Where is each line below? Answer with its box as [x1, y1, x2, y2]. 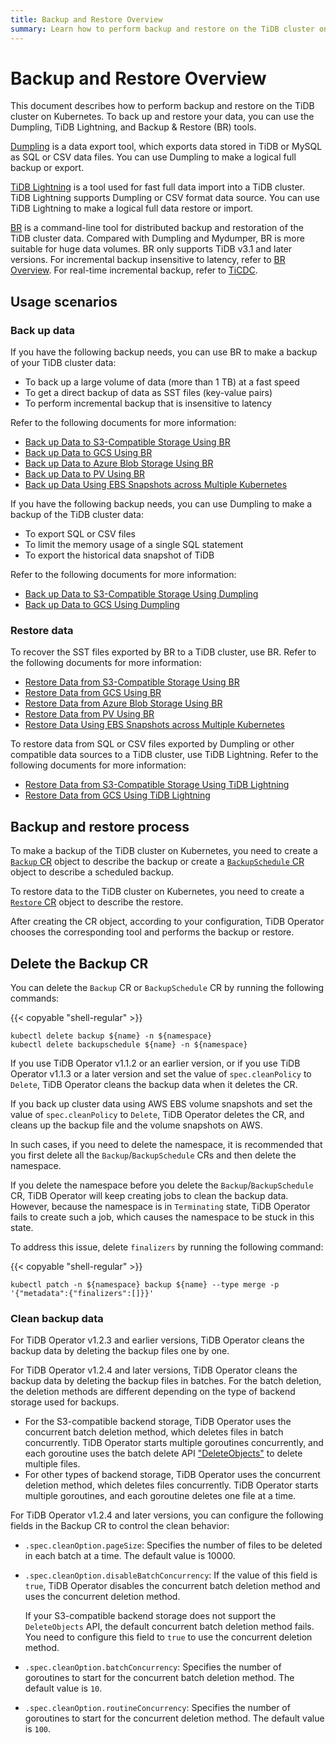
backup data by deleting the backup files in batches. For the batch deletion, [10, 1375, 322, 1387]
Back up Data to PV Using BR [24, 468, 146, 480]
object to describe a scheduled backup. [10, 866, 175, 878]
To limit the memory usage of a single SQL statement [24, 539, 244, 551]
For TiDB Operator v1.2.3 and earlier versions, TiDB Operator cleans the [10, 1334, 305, 1346]
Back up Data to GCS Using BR [24, 447, 153, 459]
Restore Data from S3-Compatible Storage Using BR [24, 676, 240, 688]
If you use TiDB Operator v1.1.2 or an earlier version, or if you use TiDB [10, 1057, 301, 1070]
